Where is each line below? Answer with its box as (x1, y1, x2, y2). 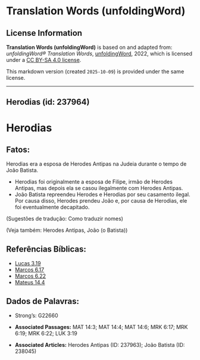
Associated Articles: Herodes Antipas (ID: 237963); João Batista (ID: (14, 342, 185, 349)
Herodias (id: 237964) (6, 97, 90, 107)
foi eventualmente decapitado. (14, 204, 90, 211)
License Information (6, 28, 82, 38)
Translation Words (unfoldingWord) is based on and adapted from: (6, 44, 173, 51)
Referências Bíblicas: (6, 244, 86, 254)
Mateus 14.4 (14, 279, 45, 286)
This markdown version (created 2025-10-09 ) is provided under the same (6, 68, 185, 75)
